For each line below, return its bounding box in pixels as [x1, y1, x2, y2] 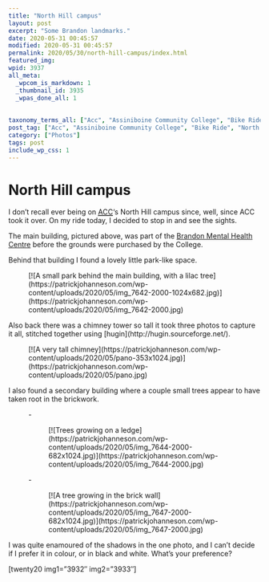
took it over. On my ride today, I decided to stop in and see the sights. [8, 216, 238, 226]
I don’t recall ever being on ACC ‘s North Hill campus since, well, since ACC [8, 207, 255, 217]
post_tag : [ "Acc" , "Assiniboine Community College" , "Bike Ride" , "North [8, 124, 260, 132]
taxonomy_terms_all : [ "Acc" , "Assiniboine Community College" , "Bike [8, 116, 246, 124]
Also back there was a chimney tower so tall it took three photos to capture [8, 320, 256, 330]
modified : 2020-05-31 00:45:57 [8, 42, 113, 50]
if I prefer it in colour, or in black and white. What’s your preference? [8, 549, 232, 559]
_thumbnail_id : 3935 [15, 86, 84, 95]
